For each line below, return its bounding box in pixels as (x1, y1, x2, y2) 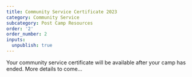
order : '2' (6, 25, 34, 32)
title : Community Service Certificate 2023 (6, 8, 118, 15)
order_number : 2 (6, 31, 47, 37)
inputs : (6, 37, 26, 43)
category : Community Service (6, 14, 80, 20)
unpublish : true (11, 43, 53, 49)
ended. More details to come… (6, 65, 83, 72)
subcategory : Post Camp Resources (6, 20, 94, 26)
